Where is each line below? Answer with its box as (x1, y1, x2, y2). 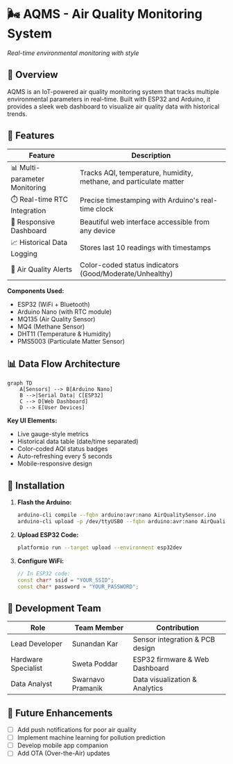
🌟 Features (7, 130, 55, 142)
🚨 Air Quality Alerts (10, 264, 73, 274)
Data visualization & (132, 675, 198, 685)
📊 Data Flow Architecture (7, 358, 121, 369)
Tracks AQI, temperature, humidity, (79, 168, 193, 178)
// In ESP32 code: (17, 570, 71, 577)
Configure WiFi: (17, 557, 64, 565)
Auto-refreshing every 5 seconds (17, 452, 112, 461)
